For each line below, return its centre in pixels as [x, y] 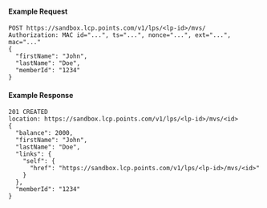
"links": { [34, 154]
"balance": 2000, [44, 133]
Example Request [38, 11]
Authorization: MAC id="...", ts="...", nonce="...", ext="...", [119, 35]
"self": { [39, 161]
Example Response [41, 95]
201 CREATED [28, 112]
